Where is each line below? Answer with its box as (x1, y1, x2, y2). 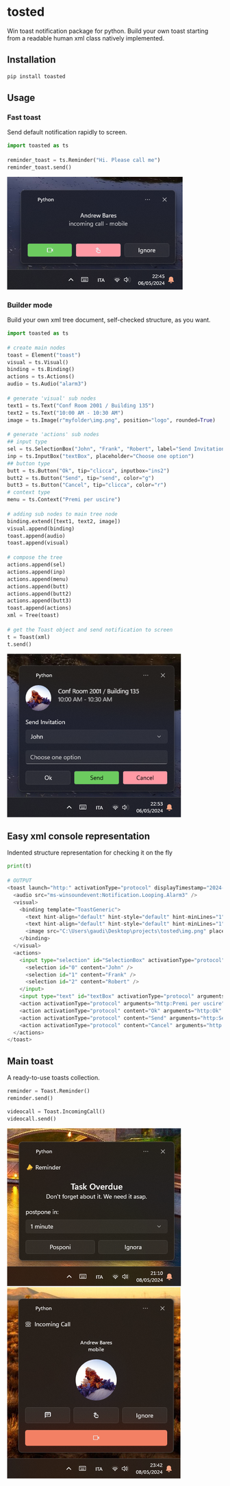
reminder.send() (7, 1094, 53, 1101)
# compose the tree (7, 554, 63, 561)
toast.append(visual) (7, 540, 69, 547)
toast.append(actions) (7, 605, 72, 612)
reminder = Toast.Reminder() (7, 1088, 90, 1094)
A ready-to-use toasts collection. (7, 1074, 101, 1082)
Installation (7, 54, 56, 66)
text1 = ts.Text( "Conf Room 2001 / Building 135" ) (7, 402, 155, 409)
